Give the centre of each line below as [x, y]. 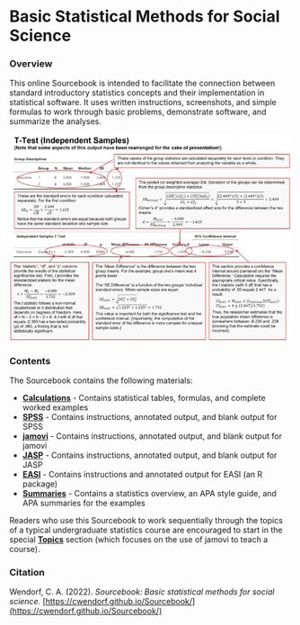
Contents [30, 361]
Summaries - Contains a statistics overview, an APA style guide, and [149, 493]
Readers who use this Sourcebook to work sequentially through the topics [146, 520]
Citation [27, 572]
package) [40, 484]
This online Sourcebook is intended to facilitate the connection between [142, 84]
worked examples [55, 407]
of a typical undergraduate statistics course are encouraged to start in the [146, 530]
